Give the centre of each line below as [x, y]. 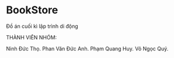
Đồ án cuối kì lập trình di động [42, 26]
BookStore [32, 10]
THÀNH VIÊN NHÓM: [32, 37]
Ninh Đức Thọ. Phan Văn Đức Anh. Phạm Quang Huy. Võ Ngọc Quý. [87, 48]
